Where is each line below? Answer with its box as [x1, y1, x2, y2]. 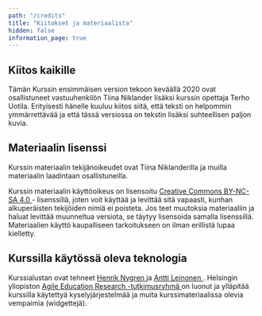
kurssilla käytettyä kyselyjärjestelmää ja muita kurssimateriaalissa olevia [8, 290, 244, 299]
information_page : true [8, 33, 87, 42]
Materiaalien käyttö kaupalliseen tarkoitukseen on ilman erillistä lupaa [8, 220, 236, 229]
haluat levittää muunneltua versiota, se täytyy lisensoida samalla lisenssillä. [8, 212, 254, 221]
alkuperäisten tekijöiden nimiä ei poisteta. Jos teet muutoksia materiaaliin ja [8, 203, 255, 213]
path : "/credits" [8, 11, 66, 20]
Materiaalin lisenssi [8, 141, 107, 155]
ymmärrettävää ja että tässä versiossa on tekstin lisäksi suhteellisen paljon [8, 110, 252, 119]
